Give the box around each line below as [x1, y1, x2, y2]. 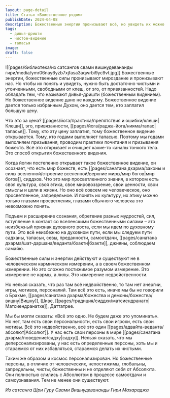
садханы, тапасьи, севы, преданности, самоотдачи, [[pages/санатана [5, 234, 157, 241]
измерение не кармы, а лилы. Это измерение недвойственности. [5, 271, 148, 278]
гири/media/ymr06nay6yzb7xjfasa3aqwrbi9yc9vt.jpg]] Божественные [5, 69, 154, 75]
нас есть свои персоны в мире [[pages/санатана [54, 329, 161, 335]
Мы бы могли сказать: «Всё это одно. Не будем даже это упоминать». [5, 313, 159, 319]
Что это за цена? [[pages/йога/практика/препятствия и [5, 117, 125, 123]
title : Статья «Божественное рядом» [5, 12, 83, 17]
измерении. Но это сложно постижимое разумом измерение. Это [5, 266, 150, 272]
